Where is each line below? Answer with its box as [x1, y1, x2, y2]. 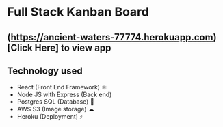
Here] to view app [34, 42, 112, 53]
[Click [7, 42, 33, 53]
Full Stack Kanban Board [7, 4, 149, 20]
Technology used [7, 65, 83, 76]
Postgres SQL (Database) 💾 [16, 98, 94, 106]
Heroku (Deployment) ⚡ [16, 113, 84, 121]
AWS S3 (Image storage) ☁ [16, 105, 94, 113]
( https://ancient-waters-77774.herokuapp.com [7, 31, 213, 43]
